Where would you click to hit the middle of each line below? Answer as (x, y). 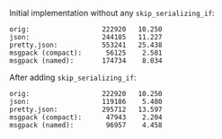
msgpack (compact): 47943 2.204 (86, 117)
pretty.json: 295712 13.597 (86, 109)
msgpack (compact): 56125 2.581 (86, 53)
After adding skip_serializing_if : (73, 77)
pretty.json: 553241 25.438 (86, 45)
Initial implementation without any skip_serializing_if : (112, 13)
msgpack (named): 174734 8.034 (86, 61)
